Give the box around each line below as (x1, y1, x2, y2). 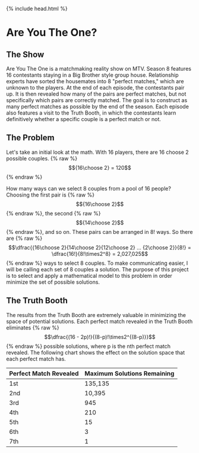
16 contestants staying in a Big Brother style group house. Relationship (6, 71, 179, 78)
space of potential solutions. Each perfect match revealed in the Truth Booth (6, 318, 193, 325)
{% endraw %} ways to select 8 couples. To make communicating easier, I (6, 259, 188, 267)
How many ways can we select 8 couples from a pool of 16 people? (6, 185, 171, 192)
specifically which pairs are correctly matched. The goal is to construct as (6, 97, 188, 103)
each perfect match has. (6, 355, 67, 362)
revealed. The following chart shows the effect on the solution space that (6, 349, 185, 356)
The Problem (6, 133, 55, 143)
